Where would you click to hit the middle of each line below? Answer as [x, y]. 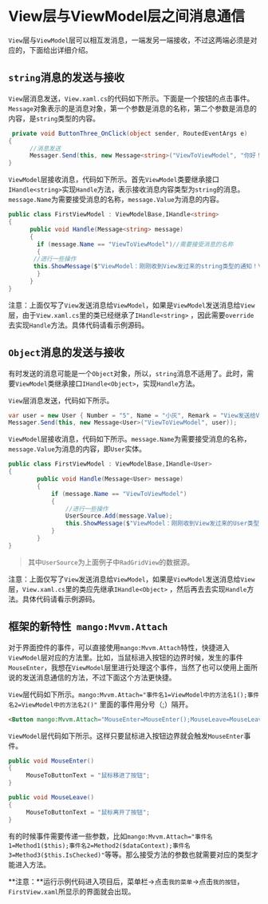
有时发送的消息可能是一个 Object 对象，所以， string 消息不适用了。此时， [128, 373]
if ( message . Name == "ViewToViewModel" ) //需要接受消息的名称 [135, 244]
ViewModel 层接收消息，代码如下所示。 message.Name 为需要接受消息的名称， [130, 439]
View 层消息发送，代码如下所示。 [61, 400]
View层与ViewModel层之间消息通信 [127, 16]
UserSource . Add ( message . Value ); [119, 516]
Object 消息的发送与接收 [67, 353]
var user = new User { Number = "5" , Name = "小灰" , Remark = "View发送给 [132, 415]
